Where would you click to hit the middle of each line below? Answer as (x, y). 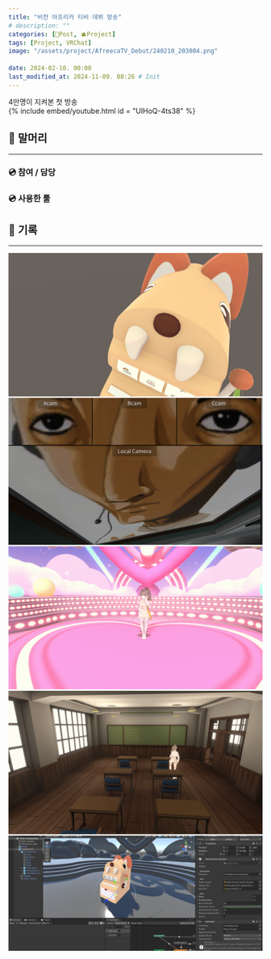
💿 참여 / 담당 (32, 172)
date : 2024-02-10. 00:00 (50, 69)
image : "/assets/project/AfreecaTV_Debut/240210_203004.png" (113, 51)
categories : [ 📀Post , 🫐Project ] (62, 34)
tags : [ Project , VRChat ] (50, 43)
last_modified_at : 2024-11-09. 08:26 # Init (84, 77)
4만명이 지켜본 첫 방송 (43, 102)
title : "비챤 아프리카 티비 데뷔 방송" (65, 17)
